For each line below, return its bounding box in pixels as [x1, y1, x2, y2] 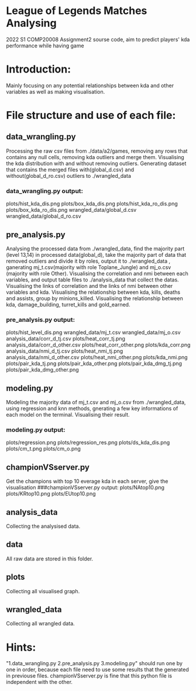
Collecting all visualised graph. [6, 587, 80, 594]
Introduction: [6, 63, 71, 76]
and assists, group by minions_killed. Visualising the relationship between [6, 294, 183, 302]
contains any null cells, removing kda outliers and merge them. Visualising [6, 153, 184, 160]
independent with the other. [6, 679, 73, 686]
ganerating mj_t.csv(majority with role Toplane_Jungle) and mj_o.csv [6, 263, 171, 270]
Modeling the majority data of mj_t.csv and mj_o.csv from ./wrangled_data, [6, 399, 186, 406]
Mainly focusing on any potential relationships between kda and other [6, 82, 174, 89]
